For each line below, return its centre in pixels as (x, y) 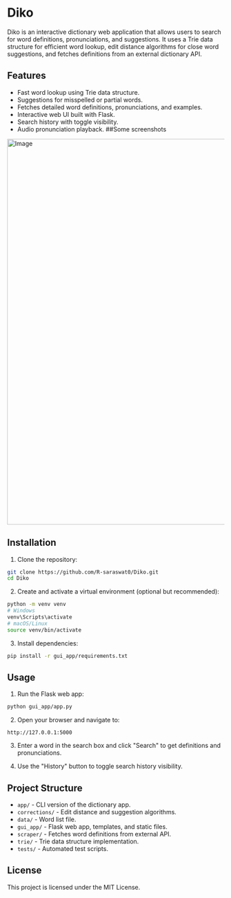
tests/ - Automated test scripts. (63, 849)
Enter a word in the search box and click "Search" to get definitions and (119, 746)
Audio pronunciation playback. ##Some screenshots (92, 129)
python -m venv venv (37, 604)
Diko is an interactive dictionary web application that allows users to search (114, 32)
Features (27, 76)
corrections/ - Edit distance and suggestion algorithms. (97, 812)
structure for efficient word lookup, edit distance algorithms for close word (113, 46)
